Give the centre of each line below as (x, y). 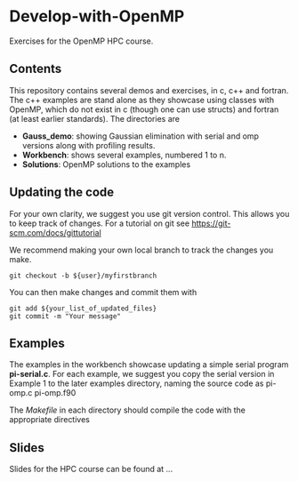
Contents (36, 69)
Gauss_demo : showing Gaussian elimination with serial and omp (141, 136)
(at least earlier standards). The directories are (95, 118)
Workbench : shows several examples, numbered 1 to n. (124, 155)
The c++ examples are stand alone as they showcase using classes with (141, 100)
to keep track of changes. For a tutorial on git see (99, 223)
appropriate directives (50, 420)
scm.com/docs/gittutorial (56, 232)
